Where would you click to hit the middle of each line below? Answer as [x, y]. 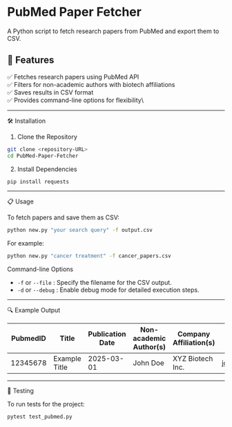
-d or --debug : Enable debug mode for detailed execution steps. [108, 290]
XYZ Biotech [193, 359]
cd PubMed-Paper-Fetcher [43, 156]
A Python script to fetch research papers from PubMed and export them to [113, 31]
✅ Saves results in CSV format [50, 92]
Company [194, 334]
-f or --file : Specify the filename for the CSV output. [95, 283]
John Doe [148, 363]
